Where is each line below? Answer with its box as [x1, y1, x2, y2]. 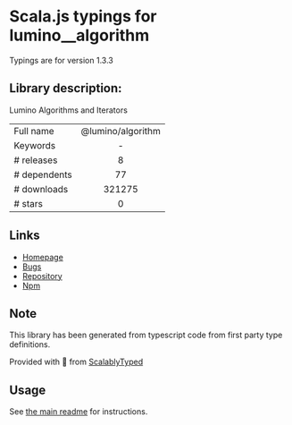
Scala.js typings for [9, 6, 157, 27]
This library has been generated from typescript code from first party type [9, 329, 283, 341]
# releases [13, 154, 58, 166]
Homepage [21, 251, 64, 262]
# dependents [13, 168, 73, 181]
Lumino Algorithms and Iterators [9, 105, 128, 115]
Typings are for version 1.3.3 [9, 55, 113, 65]
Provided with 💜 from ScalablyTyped [9, 356, 144, 368]
